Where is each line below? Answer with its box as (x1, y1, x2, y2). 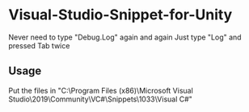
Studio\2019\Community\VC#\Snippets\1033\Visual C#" (8, 94, 192, 104)
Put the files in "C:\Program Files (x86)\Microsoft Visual (8, 85, 194, 95)
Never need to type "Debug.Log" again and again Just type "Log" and (8, 32, 242, 42)
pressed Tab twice (8, 40, 70, 50)
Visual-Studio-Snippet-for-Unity (8, 6, 233, 24)
